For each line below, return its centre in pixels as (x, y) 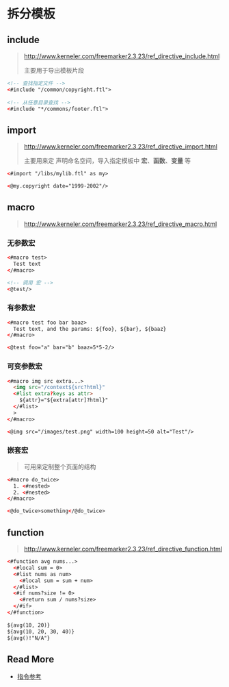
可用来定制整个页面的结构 (60, 466)
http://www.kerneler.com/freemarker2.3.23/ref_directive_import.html (120, 147)
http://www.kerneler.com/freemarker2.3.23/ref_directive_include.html (122, 56)
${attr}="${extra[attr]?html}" (64, 400)
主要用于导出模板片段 (54, 70)
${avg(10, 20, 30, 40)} (41, 632)
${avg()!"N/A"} (29, 638)
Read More (31, 659)
